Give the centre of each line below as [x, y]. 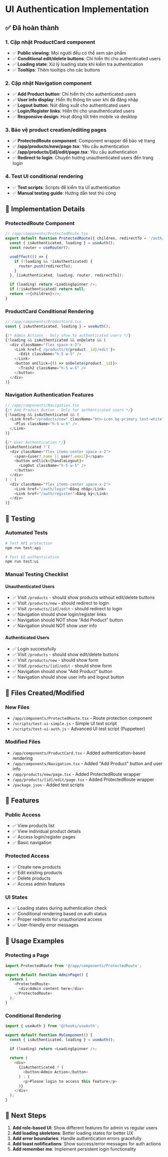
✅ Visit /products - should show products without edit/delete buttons [83, 597]
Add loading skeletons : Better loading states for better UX [73, 1133]
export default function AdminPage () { [47, 975]
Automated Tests [27, 533]
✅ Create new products [36, 867]
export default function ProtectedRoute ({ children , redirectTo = [76, 238]
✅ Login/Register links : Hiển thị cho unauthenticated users [73, 111]
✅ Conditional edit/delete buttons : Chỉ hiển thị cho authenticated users [86, 58]
